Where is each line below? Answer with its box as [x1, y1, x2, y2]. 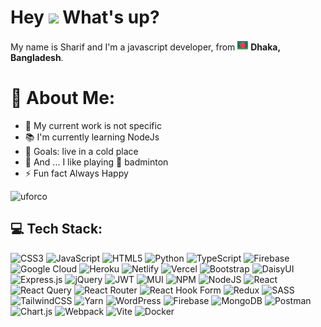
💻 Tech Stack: [10, 221, 103, 238]
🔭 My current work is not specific [24, 119, 162, 131]
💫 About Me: [10, 87, 116, 110]
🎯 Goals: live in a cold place [24, 145, 139, 157]
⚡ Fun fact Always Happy [24, 167, 129, 179]
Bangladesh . [10, 51, 64, 63]
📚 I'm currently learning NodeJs [24, 131, 160, 143]
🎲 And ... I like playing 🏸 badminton [24, 156, 169, 168]
